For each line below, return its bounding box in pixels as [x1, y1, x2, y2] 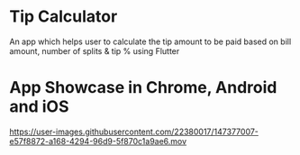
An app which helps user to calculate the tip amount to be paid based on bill [9, 36, 292, 47]
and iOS [9, 96, 69, 117]
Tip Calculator [9, 6, 118, 27]
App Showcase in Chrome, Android [9, 77, 277, 98]
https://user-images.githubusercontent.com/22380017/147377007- [9, 126, 259, 137]
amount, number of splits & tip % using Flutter [9, 45, 180, 56]
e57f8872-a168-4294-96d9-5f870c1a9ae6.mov [9, 135, 187, 146]
